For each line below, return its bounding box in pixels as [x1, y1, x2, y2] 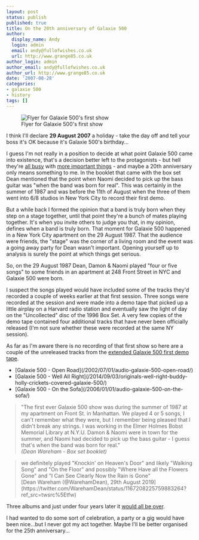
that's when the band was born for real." [20, 441, 121, 449]
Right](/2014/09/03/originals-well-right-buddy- [71, 373, 188, 380]
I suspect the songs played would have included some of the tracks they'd [6, 286, 189, 293]
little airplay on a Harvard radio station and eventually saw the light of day [6, 305, 188, 312]
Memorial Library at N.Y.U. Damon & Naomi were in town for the [20, 428, 178, 436]
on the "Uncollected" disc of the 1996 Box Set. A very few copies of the [6, 311, 182, 318]
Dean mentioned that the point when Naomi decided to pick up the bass [6, 175, 183, 182]
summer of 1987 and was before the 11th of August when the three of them [6, 188, 190, 195]
